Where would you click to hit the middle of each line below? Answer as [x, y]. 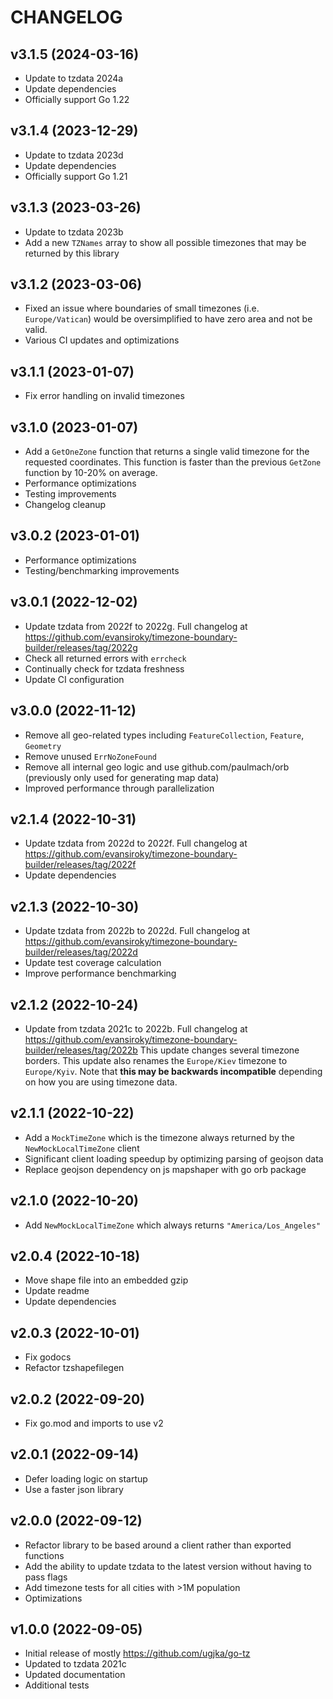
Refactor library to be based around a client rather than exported [158, 1545]
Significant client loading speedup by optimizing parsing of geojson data [174, 1158]
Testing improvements [70, 494]
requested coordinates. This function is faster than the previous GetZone [173, 462]
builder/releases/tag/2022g [81, 647]
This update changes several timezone [219, 1050]
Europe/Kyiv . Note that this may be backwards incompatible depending [173, 1071]
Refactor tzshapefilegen [74, 1368]
